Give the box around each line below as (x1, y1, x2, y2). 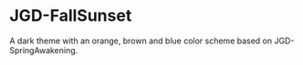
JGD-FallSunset (9, 5, 132, 26)
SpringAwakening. (9, 44, 78, 55)
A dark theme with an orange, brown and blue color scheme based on (9, 35, 273, 46)
